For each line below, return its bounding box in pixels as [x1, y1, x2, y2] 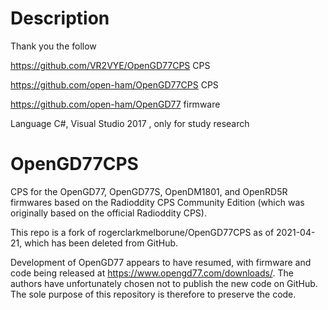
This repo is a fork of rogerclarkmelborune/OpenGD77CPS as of [10, 226, 275, 238]
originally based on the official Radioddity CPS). [10, 207, 207, 219]
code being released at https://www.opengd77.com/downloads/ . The [10, 267, 294, 279]
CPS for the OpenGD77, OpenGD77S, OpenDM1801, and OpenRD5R [10, 185, 288, 197]
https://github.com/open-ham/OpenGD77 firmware [10, 98, 221, 110]
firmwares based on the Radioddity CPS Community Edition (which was [10, 196, 305, 208]
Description [10, 7, 110, 30]
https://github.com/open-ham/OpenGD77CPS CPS [10, 78, 219, 91]
